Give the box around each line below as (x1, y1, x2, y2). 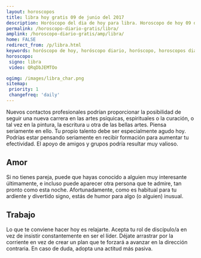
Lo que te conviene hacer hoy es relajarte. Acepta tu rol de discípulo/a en (6, 226, 187, 233)
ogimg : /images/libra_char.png (6, 75, 84, 81)
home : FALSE (6, 37, 36, 43)
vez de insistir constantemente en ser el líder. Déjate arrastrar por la (6, 232, 173, 239)
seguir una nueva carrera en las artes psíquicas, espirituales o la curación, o (6, 114, 194, 122)
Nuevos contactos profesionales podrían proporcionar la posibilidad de (6, 108, 181, 116)
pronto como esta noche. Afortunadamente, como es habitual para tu (6, 186, 177, 193)
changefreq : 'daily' (8, 92, 60, 98)
